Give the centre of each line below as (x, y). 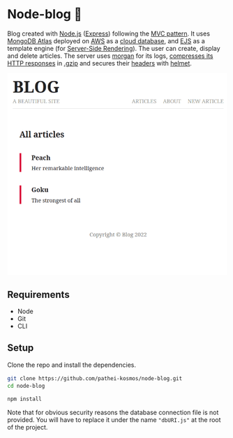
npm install (24, 399)
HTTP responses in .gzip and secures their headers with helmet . (99, 63)
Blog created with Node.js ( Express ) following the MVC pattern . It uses (109, 33)
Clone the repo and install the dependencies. (72, 365)
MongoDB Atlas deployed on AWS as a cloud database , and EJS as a (106, 40)
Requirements (38, 295)
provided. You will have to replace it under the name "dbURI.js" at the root (114, 420)
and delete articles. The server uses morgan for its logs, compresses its (110, 56)
